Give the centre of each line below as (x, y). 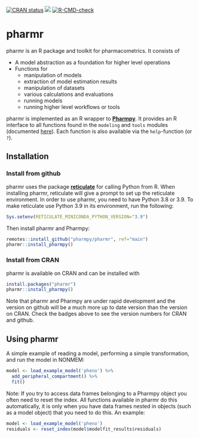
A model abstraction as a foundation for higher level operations (92, 62)
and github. (20, 320)
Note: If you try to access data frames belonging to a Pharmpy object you (97, 393)
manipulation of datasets (54, 87)
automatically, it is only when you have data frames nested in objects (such (99, 406)
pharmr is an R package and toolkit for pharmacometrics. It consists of (93, 50)
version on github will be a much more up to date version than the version (97, 307)
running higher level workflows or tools (72, 107)
